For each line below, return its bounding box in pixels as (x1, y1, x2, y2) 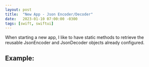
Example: (5, 54, 34, 62)
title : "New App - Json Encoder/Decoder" (5, 12, 93, 17)
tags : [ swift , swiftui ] (5, 21, 54, 26)
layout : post (5, 7, 32, 12)
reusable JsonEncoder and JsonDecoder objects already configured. (5, 40, 145, 46)
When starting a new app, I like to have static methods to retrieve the (5, 34, 144, 40)
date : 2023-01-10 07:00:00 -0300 (5, 16, 78, 21)
